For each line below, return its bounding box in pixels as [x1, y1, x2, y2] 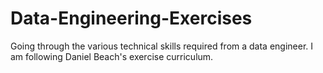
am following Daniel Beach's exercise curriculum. [10, 50, 214, 62]
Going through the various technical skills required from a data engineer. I [10, 40, 314, 52]
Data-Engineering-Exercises [10, 7, 253, 30]
